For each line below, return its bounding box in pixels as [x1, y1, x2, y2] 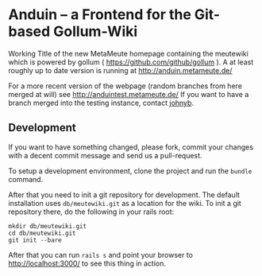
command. [8, 174, 44, 184]
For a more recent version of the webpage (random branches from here [8, 81, 243, 91]
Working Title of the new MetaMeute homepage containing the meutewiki [8, 49, 249, 58]
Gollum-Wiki [52, 22, 138, 41]
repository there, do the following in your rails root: [8, 207, 175, 216]
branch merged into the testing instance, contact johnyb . [8, 98, 195, 107]
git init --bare [8, 236, 62, 244]
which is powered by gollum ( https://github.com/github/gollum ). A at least [8, 57, 254, 67]
